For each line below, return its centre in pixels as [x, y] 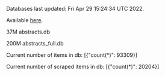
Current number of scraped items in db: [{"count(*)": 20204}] [83, 66]
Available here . [25, 20]
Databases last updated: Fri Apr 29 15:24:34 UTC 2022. [75, 9]
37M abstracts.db [28, 32]
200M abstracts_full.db [35, 43]
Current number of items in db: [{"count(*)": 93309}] [72, 55]
